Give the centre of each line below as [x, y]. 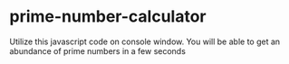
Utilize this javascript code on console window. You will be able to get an [145, 41]
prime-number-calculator [108, 17]
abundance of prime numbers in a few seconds [97, 50]
